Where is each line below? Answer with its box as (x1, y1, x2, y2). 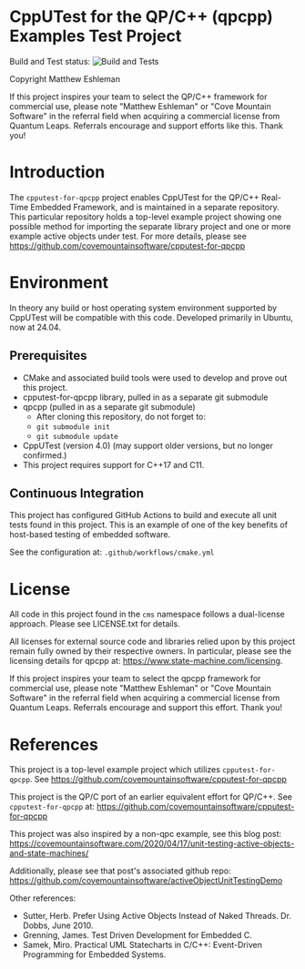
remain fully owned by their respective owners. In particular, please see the (9, 646, 292, 657)
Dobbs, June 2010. (22, 920, 94, 931)
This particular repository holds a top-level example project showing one (9, 211, 282, 222)
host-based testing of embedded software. (9, 529, 171, 540)
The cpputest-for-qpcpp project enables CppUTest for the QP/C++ (9, 191, 259, 202)
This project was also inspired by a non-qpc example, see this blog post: (9, 829, 282, 840)
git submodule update (36, 432, 118, 441)
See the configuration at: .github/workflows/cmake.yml (9, 546, 215, 557)
